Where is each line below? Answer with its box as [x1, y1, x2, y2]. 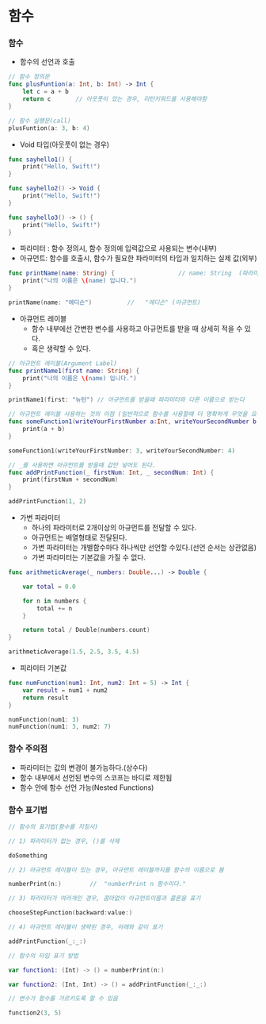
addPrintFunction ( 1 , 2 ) [8, 498, 87, 506]
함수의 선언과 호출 [19, 57, 75, 67]
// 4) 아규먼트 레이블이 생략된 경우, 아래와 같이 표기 [8, 923, 163, 931]
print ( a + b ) [22, 425, 66, 433]
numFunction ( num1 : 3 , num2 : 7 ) [8, 723, 112, 731]
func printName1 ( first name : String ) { [8, 367, 140, 375]
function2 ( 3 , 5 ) [8, 1009, 62, 1017]
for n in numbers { [22, 597, 87, 605]
